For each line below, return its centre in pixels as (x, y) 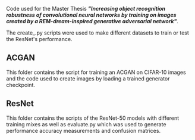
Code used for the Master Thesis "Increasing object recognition (86, 9)
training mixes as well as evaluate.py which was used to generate (86, 124)
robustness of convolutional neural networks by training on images (91, 15)
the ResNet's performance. (39, 39)
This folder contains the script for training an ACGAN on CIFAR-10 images (96, 72)
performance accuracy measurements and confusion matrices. (84, 130)
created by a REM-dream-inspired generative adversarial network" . (92, 21)
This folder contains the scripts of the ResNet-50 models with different (93, 118)
